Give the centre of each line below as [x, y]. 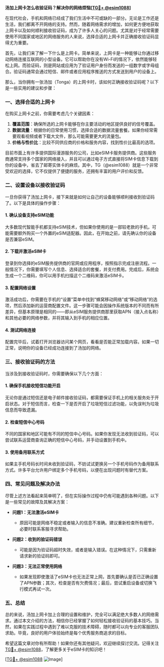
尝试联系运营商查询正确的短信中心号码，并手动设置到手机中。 [67, 440]
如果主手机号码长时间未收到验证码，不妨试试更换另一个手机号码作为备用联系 [82, 464]
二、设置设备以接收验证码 [35, 185]
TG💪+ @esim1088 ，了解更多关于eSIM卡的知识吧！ [56, 649]
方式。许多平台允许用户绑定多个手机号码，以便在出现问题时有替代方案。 [78, 470]
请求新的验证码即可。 [41, 556]
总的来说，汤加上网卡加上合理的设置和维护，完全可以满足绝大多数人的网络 [80, 614]
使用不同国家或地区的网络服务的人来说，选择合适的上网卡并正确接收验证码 [80, 37]
